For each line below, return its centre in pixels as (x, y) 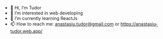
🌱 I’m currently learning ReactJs (44, 18)
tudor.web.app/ (26, 31)
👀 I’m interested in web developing (46, 13)
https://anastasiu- (139, 24)
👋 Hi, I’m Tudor (26, 8)
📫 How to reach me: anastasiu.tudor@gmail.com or (65, 24)
